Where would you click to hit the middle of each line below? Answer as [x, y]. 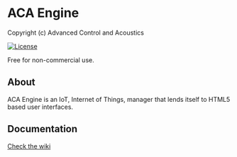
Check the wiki [29, 146]
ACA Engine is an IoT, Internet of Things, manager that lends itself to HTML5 [119, 99]
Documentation [43, 129]
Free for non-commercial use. [51, 60]
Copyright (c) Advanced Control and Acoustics [76, 33]
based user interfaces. [40, 107]
